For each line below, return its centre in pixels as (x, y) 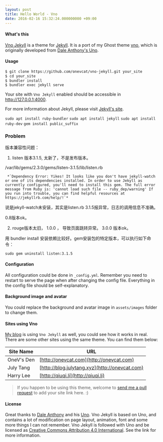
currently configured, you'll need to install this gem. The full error (80, 185)
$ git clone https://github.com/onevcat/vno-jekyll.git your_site (74, 71)
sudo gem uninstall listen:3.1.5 (39, 253)
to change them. (21, 312)
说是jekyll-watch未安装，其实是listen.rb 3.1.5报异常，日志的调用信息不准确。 (81, 207)
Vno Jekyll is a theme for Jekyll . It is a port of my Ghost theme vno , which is (81, 45)
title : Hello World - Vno (31, 14)
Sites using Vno (21, 323)
